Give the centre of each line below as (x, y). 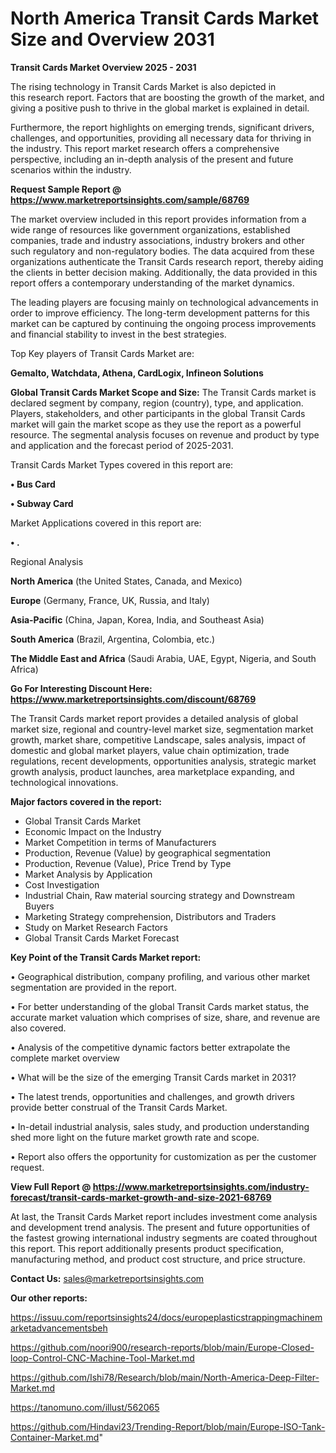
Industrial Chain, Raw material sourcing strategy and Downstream (159, 895)
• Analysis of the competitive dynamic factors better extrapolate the (150, 1047)
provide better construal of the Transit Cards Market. (119, 1107)
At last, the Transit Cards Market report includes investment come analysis (164, 1216)
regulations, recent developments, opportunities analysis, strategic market (163, 761)
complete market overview (65, 1058)
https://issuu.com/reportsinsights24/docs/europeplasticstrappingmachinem (166, 1317)
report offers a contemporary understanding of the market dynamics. (152, 283)
